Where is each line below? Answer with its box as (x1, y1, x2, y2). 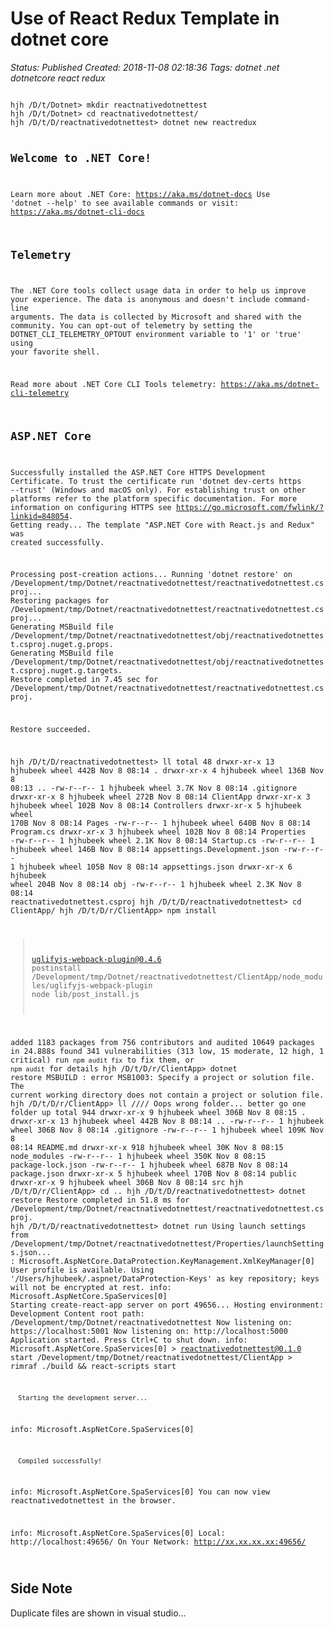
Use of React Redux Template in (10, 7, 280, 30)
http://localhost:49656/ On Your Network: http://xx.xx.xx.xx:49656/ (10, 1537, 307, 1547)
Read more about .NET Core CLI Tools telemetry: (10, 379, 217, 389)
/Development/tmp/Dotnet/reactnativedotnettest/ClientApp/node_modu (31, 972, 323, 982)
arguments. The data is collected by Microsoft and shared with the (10, 312, 302, 322)
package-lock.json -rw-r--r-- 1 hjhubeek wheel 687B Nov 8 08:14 (10, 1160, 288, 1171)
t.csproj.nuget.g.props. (10, 640, 114, 650)
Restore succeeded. (10, 725, 92, 735)
